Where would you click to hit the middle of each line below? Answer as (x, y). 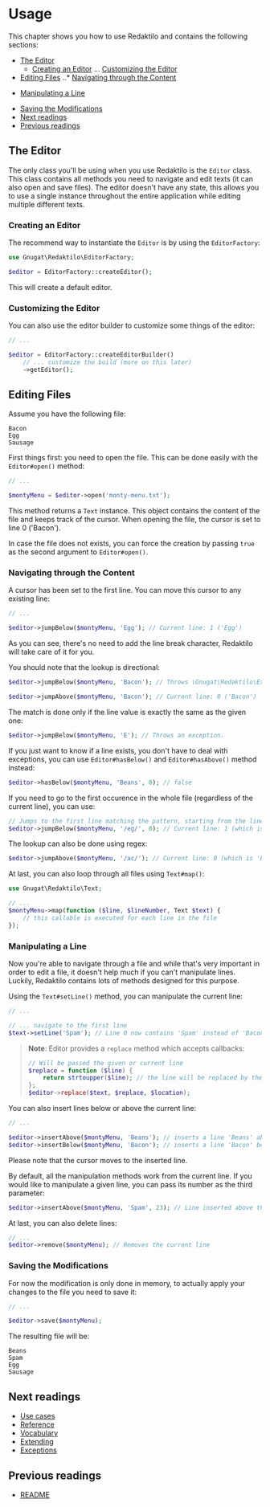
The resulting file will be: (49, 1336)
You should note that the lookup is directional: (84, 668)
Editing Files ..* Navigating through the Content (98, 77)
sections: (23, 44)
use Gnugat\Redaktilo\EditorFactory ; (72, 258)
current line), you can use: (52, 806)
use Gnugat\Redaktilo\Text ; (55, 888)
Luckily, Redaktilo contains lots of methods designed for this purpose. (124, 980)
